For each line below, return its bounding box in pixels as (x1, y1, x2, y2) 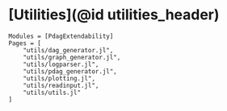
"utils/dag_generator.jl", (23, 46, 114, 54)
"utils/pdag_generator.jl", (23, 67, 117, 76)
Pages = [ (8, 39, 42, 47)
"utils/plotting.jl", (23, 74, 95, 82)
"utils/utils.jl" (23, 88, 82, 97)
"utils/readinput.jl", (23, 81, 99, 89)
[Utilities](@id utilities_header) (8, 6, 220, 24)
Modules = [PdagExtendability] (8, 32, 114, 40)
